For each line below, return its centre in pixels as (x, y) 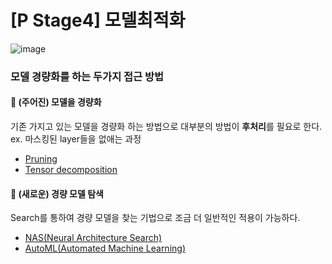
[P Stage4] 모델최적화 (98, 20)
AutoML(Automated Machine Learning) (105, 248)
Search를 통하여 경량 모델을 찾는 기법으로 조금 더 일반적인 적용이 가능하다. (155, 218)
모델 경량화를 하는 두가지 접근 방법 (87, 76)
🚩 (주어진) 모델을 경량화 (56, 102)
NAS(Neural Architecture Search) (93, 238)
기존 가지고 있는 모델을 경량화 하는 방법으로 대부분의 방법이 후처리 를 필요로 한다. (166, 127)
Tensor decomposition (71, 170)
